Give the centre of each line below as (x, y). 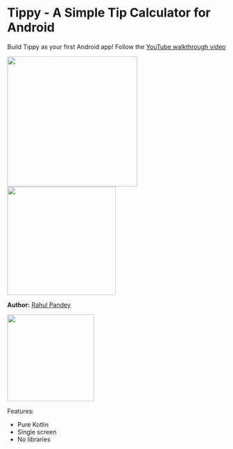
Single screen (37, 432)
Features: (21, 411)
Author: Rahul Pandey (39, 305)
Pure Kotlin (33, 424)
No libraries (34, 439)
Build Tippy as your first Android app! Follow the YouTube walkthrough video (116, 46)
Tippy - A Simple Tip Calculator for (109, 13)
